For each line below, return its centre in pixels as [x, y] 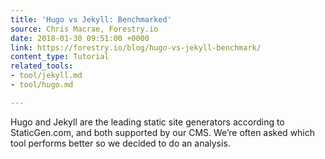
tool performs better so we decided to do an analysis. [120, 143]
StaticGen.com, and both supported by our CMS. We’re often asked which [163, 132]
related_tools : [42, 66]
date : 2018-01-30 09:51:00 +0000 [80, 38]
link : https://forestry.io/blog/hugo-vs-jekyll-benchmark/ [136, 47]
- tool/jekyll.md [46, 76]
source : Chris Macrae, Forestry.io [84, 29]
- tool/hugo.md [42, 85]
